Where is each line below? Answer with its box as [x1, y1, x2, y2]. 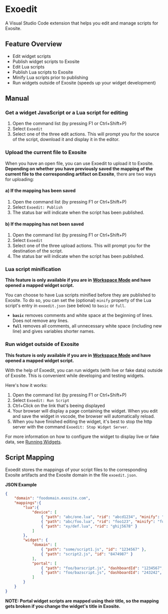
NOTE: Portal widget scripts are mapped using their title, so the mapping [5, 597, 159, 603]
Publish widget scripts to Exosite [12, 58, 80, 64]
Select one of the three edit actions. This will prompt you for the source [12, 131, 159, 137]
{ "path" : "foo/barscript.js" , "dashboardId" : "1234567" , [40, 565, 164, 570]
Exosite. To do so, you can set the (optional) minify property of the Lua [5, 297, 151, 303]
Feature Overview [5, 40, 62, 48]
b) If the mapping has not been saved [5, 221, 84, 227]
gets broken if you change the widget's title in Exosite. [5, 603, 121, 609]
